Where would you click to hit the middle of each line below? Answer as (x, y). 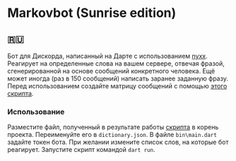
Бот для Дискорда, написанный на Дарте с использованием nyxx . (108, 56)
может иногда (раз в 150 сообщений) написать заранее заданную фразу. (118, 78)
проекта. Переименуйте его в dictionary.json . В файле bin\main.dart (112, 135)
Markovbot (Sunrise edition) (92, 13)
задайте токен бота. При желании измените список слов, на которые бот (118, 142)
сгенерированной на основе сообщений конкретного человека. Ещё (111, 71)
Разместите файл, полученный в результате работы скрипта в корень (113, 127)
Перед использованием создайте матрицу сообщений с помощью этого (117, 86)
